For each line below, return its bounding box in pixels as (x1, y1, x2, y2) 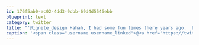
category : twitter (6, 19, 52, 25)
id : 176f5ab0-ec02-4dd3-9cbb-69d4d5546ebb (6, 8, 113, 15)
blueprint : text (6, 14, 46, 20)
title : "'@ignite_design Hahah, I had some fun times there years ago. (6, 25, 187, 31)
